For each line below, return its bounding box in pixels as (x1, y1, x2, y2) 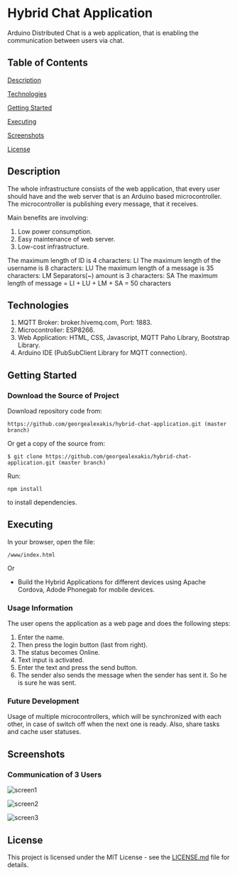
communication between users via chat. (7, 36, 124, 44)
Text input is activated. (17, 656, 84, 664)
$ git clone (7, 453, 43, 460)
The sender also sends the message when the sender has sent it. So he (17, 671, 227, 680)
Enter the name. (17, 633, 65, 642)
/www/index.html (7, 551, 55, 559)
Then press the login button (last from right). (17, 641, 148, 649)
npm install (7, 486, 43, 493)
